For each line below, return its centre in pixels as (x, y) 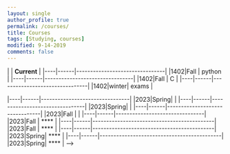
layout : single (29, 13)
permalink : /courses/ (38, 26)
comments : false (30, 52)
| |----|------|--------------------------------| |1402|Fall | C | (93, 78)
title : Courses (29, 33)
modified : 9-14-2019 (37, 45)
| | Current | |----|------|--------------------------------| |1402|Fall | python (114, 71)
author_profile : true (38, 20)
